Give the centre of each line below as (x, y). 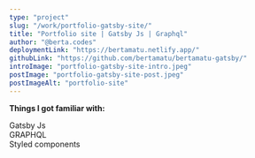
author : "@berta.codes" (53, 42)
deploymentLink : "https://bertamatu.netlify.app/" (104, 50)
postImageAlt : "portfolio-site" (69, 83)
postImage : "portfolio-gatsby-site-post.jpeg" (97, 75)
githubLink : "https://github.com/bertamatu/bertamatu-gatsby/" (128, 58)
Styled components (45, 144)
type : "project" (39, 17)
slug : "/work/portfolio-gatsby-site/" (81, 26)
